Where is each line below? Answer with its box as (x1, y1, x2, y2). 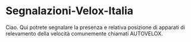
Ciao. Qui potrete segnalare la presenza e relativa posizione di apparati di (5, 24, 186, 31)
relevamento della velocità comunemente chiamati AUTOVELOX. (5, 30, 163, 37)
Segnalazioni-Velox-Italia (5, 4, 134, 18)
